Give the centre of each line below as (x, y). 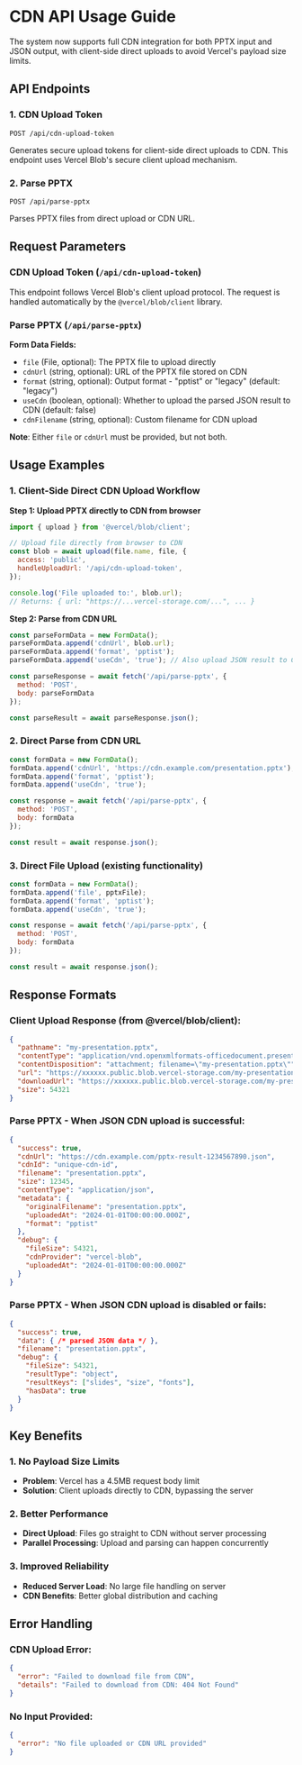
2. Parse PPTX (41, 183)
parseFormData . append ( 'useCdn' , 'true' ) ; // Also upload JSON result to (148, 660)
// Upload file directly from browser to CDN (96, 543)
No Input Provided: (51, 1716)
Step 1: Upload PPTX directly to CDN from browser (105, 510)
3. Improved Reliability (59, 1567)
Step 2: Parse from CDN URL (63, 618)
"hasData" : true (56, 1391)
